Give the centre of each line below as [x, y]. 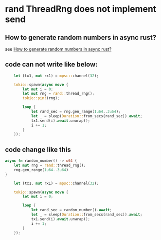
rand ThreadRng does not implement [81, 9]
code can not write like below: [51, 65]
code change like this [38, 149]
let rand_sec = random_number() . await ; [71, 210]
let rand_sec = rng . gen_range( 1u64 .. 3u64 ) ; [76, 112]
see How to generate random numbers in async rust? [58, 49]
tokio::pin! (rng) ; [41, 98]
